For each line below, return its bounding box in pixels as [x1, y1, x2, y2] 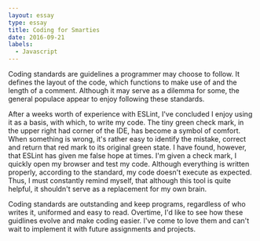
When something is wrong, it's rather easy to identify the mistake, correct [8, 135, 247, 143]
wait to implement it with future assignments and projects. [8, 225, 196, 233]
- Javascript [15, 48, 58, 56]
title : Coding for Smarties [8, 26, 101, 34]
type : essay [8, 19, 47, 27]
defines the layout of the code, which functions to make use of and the [8, 77, 237, 87]
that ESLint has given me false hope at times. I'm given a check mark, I [8, 151, 237, 160]
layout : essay [8, 11, 55, 20]
